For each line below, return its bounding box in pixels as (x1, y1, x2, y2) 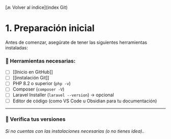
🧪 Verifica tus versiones (5, 116, 66, 123)
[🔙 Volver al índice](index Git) (5, 5, 68, 10)
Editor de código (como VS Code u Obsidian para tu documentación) (12, 98, 157, 104)
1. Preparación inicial (5, 22, 95, 34)
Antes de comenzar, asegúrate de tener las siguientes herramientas (5, 39, 148, 45)
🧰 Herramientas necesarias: (5, 57, 76, 64)
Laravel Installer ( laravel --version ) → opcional (12, 92, 115, 98)
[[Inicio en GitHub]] (12, 69, 53, 75)
